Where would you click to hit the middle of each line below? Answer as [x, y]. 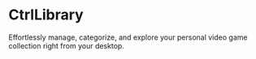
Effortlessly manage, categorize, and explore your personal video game [128, 37]
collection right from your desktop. [66, 45]
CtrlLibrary [46, 15]
